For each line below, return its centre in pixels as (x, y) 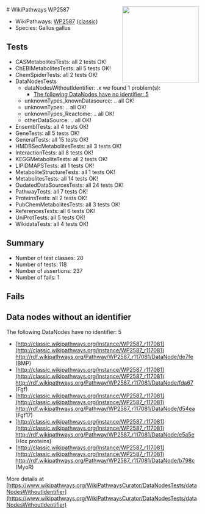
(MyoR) (24, 467)
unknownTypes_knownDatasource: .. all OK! (80, 101)
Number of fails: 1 (37, 277)
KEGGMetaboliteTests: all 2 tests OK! (61, 159)
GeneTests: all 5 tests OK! (47, 133)
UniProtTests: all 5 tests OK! (50, 217)
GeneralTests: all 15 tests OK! (52, 139)
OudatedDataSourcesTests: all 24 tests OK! (69, 185)
